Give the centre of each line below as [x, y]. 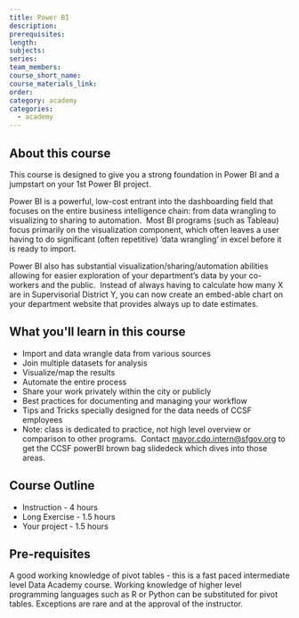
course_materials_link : [53, 84]
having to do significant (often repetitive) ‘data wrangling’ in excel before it [145, 239]
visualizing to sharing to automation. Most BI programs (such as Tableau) [144, 220]
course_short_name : [45, 76]
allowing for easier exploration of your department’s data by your [128, 275]
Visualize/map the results [69, 372]
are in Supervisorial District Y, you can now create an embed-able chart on [146, 294]
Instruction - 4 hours [60, 507]
